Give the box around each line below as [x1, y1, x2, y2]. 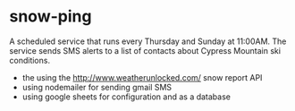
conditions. [9, 55, 51, 65]
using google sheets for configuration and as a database [21, 91, 231, 102]
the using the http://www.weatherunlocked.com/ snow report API [21, 72, 263, 82]
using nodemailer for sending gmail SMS [21, 81, 173, 92]
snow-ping [9, 6, 92, 27]
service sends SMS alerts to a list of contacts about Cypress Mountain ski [9, 45, 282, 55]
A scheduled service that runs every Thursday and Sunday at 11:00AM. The [9, 36, 287, 47]
